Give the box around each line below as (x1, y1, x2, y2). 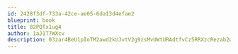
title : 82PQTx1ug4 (7, 23, 62, 30)
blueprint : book (7, 17, 55, 24)
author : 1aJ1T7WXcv (7, 29, 65, 37)
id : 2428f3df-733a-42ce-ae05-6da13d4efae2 (7, 10, 135, 18)
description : (7, 36, 46, 43)
